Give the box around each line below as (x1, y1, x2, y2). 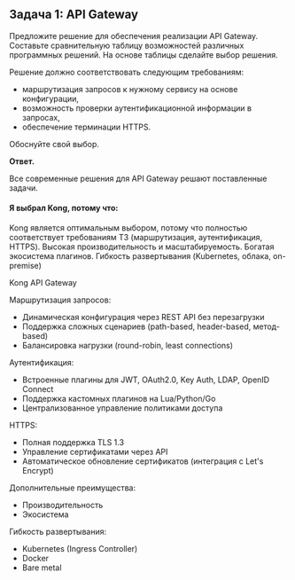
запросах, (21, 112, 60, 122)
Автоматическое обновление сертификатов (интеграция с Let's (21, 456, 264, 466)
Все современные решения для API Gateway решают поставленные (9, 173, 268, 184)
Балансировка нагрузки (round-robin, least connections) (21, 341, 233, 351)
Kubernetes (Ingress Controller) (21, 544, 138, 554)
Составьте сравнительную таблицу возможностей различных (9, 40, 245, 51)
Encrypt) (21, 466, 55, 476)
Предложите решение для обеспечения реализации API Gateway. (9, 30, 259, 41)
